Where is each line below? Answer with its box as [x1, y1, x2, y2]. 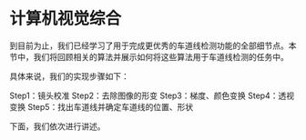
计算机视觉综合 [9, 8, 122, 29]
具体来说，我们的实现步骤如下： [9, 70, 129, 82]
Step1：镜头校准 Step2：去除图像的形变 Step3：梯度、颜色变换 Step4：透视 [9, 90, 294, 101]
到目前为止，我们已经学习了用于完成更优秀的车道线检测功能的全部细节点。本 [9, 40, 297, 51]
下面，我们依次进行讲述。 [9, 120, 106, 132]
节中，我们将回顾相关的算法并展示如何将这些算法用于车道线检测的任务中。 [9, 51, 289, 62]
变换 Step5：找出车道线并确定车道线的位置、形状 [9, 101, 194, 112]
